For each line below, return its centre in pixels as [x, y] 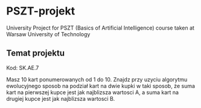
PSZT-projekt [41, 11]
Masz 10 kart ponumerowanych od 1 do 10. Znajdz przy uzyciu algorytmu [97, 79]
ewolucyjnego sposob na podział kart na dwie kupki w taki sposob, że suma [101, 86]
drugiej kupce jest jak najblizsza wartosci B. [61, 98]
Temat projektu [36, 53]
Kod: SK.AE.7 [23, 68]
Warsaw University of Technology [48, 34]
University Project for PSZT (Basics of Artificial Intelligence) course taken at [101, 28]
